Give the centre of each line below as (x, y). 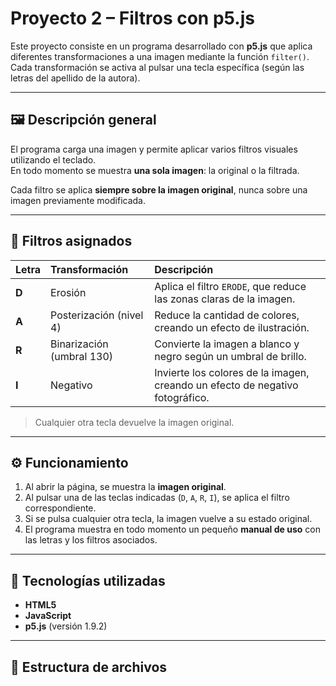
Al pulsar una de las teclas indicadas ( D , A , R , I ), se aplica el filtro (157, 498)
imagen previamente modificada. (78, 200)
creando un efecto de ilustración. (232, 327)
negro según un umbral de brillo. (230, 356)
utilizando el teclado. (53, 159)
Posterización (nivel (97, 315)
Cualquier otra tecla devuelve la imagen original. (134, 422)
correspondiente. (60, 508)
